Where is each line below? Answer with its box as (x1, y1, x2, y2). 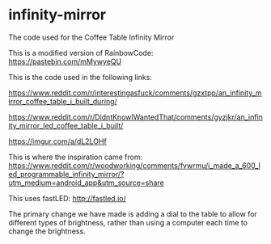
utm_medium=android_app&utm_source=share (8, 178, 164, 187)
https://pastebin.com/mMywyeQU (8, 57, 122, 66)
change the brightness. (8, 226, 87, 236)
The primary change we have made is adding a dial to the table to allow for (8, 208, 257, 219)
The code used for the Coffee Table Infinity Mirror (8, 32, 175, 42)
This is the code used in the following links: (8, 72, 152, 82)
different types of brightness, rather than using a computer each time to (8, 217, 248, 227)
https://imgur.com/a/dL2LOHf (8, 136, 107, 146)
